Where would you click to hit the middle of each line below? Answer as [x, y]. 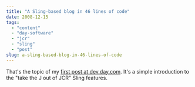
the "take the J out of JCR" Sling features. [57, 78]
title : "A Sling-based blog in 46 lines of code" [68, 11]
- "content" [26, 28]
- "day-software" [33, 33]
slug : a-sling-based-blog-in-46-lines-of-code [64, 55]
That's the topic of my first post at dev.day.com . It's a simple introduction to [98, 71]
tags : [13, 22]
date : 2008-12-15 [27, 17]
